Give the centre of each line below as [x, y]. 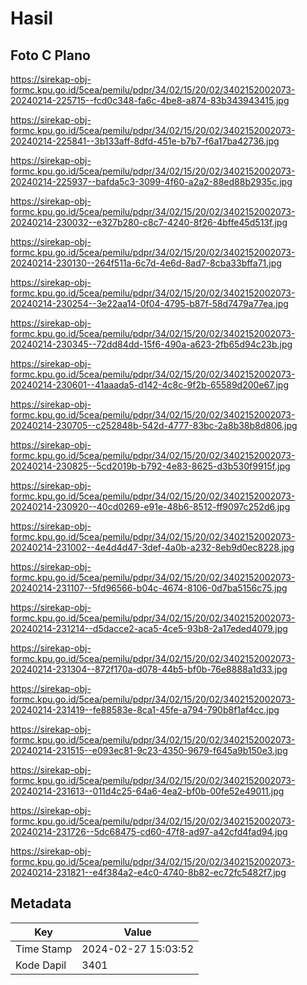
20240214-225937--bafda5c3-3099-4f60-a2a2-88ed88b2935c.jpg [151, 181]
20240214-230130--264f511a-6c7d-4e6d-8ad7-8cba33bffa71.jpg [146, 263]
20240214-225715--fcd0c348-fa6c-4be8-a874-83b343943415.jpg [150, 100]
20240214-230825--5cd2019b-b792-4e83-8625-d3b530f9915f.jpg [150, 466]
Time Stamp [44, 949]
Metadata [41, 903]
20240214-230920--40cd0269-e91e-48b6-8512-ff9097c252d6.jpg [150, 506]
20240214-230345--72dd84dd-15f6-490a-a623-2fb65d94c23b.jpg [151, 344]
